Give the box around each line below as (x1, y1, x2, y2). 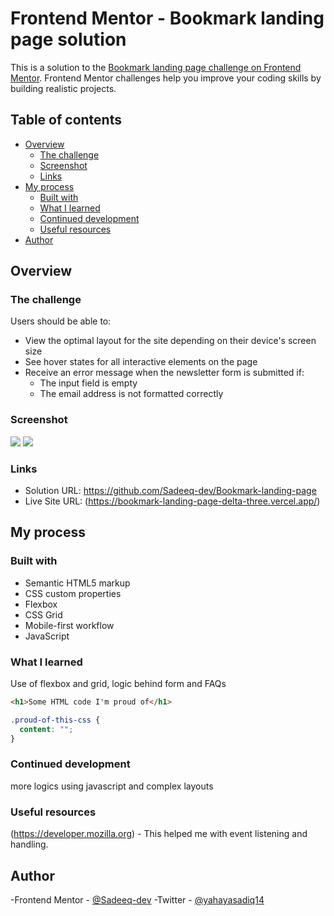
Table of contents (10, 112, 122, 129)
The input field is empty (39, 377, 138, 389)
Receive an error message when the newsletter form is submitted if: (24, 367, 305, 379)
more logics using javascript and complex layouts (10, 780, 214, 792)
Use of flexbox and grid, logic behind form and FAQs (10, 678, 227, 690)
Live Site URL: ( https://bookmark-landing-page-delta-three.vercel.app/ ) (24, 495, 321, 507)
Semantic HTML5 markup (24, 577, 131, 589)
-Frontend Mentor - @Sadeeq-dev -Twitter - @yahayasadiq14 (10, 893, 265, 906)
